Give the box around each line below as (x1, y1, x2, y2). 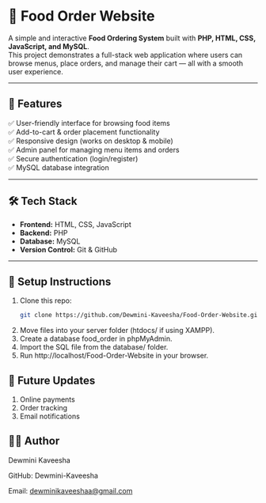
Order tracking (19, 403, 68, 413)
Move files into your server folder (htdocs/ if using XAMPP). (19, 326, 215, 335)
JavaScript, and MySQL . (8, 41, 89, 51)
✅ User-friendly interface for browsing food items (8, 118, 170, 127)
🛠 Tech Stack (8, 195, 78, 208)
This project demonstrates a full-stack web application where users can (8, 50, 243, 59)
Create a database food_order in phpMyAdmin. (19, 334, 173, 343)
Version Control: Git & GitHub (19, 244, 117, 254)
